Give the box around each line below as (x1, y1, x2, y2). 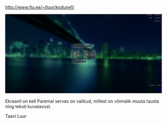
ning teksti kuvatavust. (5, 103, 52, 109)
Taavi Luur (5, 113, 27, 119)
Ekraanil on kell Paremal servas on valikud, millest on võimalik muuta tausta (5, 98, 159, 104)
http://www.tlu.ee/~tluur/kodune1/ (5, 4, 75, 10)
